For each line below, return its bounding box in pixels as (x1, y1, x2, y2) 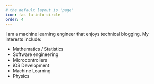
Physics (12, 73, 30, 79)
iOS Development (12, 62, 50, 69)
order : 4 (5, 17, 24, 22)
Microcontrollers (12, 57, 47, 63)
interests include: (5, 36, 42, 42)
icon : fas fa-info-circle (5, 12, 60, 17)
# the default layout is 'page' (5, 7, 74, 13)
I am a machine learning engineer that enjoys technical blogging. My (5, 31, 149, 37)
